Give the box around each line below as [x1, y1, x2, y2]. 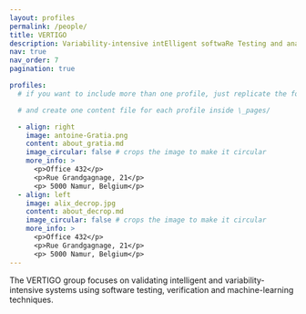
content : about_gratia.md [25, 139, 125, 149]
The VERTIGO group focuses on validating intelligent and [9, 275, 223, 286]
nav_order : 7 [9, 56, 59, 65]
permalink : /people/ [9, 22, 88, 31]
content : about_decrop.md [25, 207, 125, 216]
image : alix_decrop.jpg [25, 198, 117, 208]
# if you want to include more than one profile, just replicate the [17, 89, 287, 99]
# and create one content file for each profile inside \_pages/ [17, 106, 271, 115]
